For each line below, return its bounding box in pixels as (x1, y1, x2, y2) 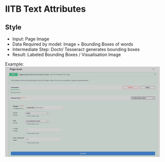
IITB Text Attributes (5, 3, 86, 15)
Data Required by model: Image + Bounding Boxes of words (12, 41, 134, 47)
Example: (5, 61, 24, 67)
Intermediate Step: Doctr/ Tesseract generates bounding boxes (12, 47, 140, 52)
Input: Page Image (12, 36, 50, 42)
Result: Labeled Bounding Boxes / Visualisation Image (12, 52, 121, 57)
